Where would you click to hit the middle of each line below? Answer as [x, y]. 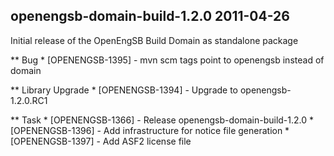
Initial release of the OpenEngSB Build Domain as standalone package [154, 40]
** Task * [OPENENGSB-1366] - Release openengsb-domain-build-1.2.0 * [162, 120]
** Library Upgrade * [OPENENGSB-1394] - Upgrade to [124, 90]
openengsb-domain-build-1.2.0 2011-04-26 [150, 16]
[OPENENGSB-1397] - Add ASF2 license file [101, 141]
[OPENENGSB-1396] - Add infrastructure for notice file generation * [150, 130]
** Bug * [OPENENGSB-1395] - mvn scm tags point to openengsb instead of [167, 60]
